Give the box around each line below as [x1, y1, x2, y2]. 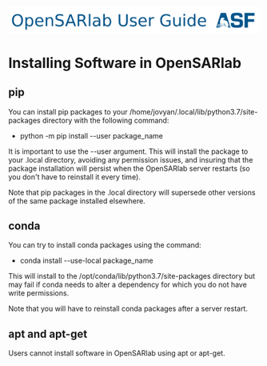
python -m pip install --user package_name [19, 131, 164, 140]
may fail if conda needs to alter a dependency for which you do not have [8, 280, 248, 290]
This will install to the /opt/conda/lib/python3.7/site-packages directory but [8, 271, 256, 281]
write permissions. [8, 288, 70, 298]
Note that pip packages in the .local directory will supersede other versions [8, 187, 256, 197]
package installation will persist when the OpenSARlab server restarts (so [8, 163, 250, 173]
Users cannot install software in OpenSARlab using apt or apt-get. [8, 348, 225, 358]
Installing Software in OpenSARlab [8, 54, 242, 72]
